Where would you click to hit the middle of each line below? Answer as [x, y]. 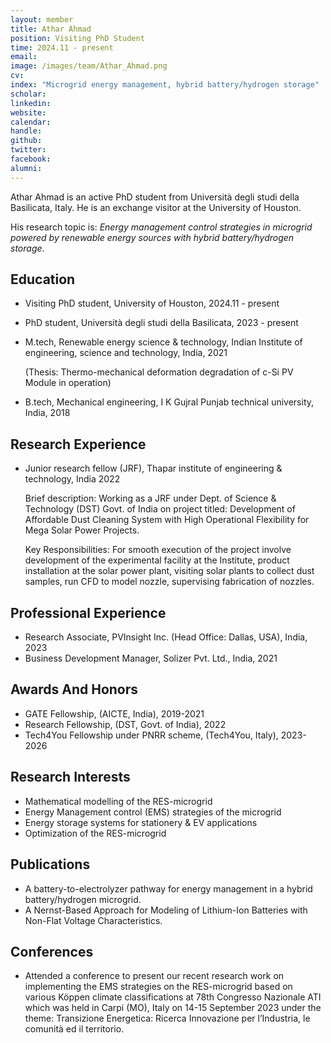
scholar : [28, 94]
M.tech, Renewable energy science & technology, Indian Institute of [163, 342]
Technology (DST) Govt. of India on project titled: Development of [160, 509]
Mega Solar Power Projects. [82, 530]
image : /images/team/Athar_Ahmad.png [89, 66]
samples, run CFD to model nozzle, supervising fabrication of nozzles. [169, 582]
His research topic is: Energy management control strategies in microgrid [161, 227]
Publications [50, 864]
